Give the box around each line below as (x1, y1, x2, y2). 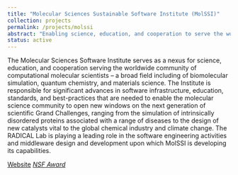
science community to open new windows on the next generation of (7, 101, 206, 110)
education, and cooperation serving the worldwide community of (7, 64, 197, 72)
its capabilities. (7, 147, 52, 155)
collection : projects (7, 17, 72, 24)
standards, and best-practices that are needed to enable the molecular (7, 94, 214, 103)
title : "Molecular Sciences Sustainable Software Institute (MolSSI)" (7, 10, 220, 18)
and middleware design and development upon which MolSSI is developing (7, 139, 227, 147)
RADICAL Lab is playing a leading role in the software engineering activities (7, 132, 227, 140)
